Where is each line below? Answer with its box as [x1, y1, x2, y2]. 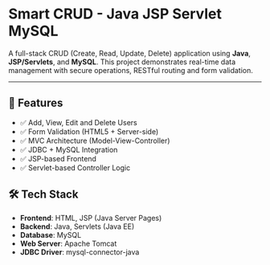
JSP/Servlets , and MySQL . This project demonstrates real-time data [8, 57, 236, 67]
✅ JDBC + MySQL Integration [19, 145, 118, 154]
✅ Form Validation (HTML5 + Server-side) [19, 126, 159, 137]
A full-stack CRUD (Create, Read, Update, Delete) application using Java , [8, 48, 252, 58]
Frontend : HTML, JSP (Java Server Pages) [19, 213, 162, 222]
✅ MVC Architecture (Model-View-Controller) [19, 136, 170, 145]
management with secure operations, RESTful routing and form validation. [8, 65, 253, 75]
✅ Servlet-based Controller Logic [19, 162, 131, 173]
